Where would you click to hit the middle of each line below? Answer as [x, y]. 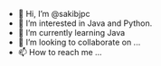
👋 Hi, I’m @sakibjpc [54, 14]
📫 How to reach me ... [60, 52]
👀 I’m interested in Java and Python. [85, 23]
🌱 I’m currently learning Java [71, 33]
